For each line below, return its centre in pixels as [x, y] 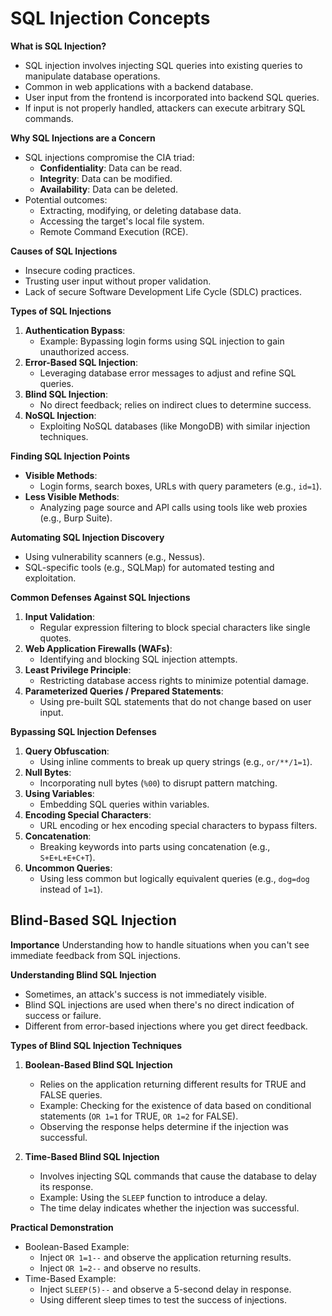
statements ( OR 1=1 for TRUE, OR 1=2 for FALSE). [139, 1116]
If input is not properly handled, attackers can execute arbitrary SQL [165, 108]
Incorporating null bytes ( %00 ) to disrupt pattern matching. [158, 783]
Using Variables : [59, 793]
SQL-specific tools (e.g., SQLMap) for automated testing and [149, 567]
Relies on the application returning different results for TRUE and [173, 1084]
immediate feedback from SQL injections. [95, 955]
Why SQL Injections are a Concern [83, 138]
